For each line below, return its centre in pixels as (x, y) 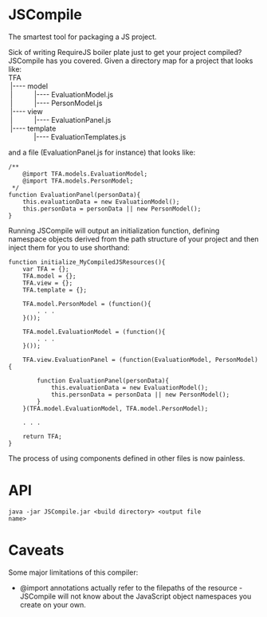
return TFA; (42, 436)
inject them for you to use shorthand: (69, 247)
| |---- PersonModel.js (56, 103)
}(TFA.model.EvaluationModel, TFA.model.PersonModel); (116, 408)
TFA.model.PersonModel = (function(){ (87, 304)
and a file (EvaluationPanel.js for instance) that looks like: (102, 152)
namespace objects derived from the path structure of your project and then (133, 239)
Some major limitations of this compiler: (73, 572)
